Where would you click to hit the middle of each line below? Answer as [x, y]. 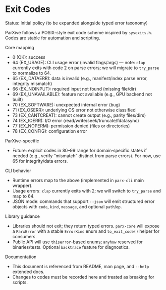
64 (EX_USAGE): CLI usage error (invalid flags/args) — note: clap [79, 62]
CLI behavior [18, 171]
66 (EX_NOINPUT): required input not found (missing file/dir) [74, 89]
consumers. [25, 236]
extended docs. [28, 272]
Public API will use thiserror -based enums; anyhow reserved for [77, 242]
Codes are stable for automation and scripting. [53, 38]
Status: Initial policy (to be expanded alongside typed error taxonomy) [76, 23]
